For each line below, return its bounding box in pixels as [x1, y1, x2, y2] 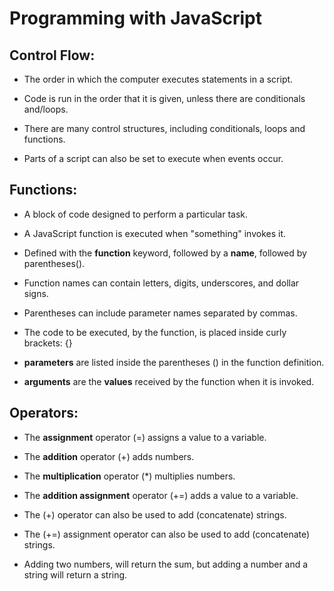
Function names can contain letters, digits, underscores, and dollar [23, 277, 300, 289]
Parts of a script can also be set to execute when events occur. [23, 153, 284, 164]
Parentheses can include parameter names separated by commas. [23, 307, 298, 319]
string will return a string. [23, 568, 128, 581]
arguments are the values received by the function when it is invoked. [23, 375, 315, 387]
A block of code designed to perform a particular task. [23, 208, 249, 220]
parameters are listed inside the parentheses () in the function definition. [23, 356, 325, 368]
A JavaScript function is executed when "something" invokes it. [23, 227, 287, 239]
